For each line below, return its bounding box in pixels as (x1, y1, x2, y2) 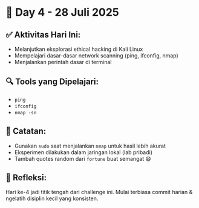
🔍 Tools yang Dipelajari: (5, 77, 99, 87)
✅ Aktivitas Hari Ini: (5, 30, 81, 40)
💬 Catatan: (5, 126, 47, 137)
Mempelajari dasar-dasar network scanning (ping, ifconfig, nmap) (14, 52, 179, 59)
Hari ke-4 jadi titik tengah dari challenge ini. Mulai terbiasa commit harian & (5, 189, 193, 196)
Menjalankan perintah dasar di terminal (14, 59, 113, 65)
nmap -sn (14, 109, 37, 115)
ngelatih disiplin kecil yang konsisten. (5, 195, 99, 202)
